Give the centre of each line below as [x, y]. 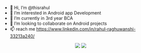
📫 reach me [23, 29]
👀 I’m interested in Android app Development [55, 13]
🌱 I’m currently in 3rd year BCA [41, 18]
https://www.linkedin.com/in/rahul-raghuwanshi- [86, 29]
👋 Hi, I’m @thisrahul [30, 8]
